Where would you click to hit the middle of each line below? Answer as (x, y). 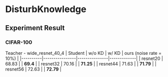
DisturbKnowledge (46, 9)
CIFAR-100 (19, 42)
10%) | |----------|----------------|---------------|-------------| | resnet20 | (84, 58)
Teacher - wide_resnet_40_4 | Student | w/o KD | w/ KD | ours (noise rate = (83, 53)
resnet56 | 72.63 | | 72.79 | (33, 69)
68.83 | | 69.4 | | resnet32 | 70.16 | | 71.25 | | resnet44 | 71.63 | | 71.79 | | (81, 63)
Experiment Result (35, 28)
